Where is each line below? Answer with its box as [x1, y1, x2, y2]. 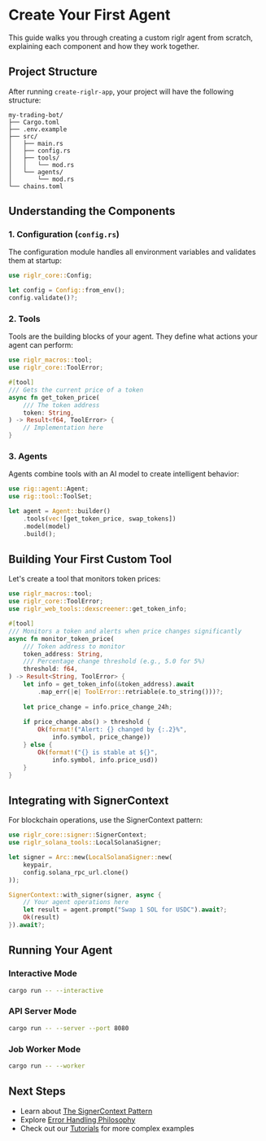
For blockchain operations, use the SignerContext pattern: [8, 815, 203, 825]
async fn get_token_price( [8, 393, 100, 402]
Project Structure [8, 65, 98, 79]
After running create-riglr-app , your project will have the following [8, 86, 234, 96]
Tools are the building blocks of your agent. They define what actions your [8, 331, 258, 341]
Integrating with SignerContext [8, 793, 169, 807]
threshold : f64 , [23, 665, 79, 674]
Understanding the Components [8, 204, 176, 218]
